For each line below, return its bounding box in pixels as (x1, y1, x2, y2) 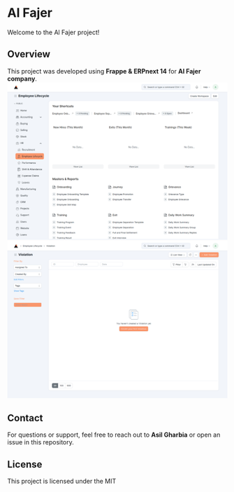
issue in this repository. (7, 438, 75, 447)
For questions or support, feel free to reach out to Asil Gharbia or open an (7, 430, 221, 439)
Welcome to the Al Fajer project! (7, 28, 100, 36)
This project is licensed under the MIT (7, 477, 117, 485)
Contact (7, 412, 43, 424)
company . (7, 74, 37, 83)
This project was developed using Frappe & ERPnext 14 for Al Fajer (7, 66, 201, 75)
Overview (7, 48, 51, 60)
